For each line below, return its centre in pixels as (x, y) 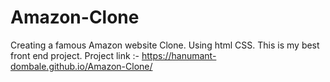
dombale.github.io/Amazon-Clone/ (81, 66)
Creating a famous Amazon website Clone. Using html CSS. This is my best (165, 45)
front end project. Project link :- (75, 55)
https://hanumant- (179, 55)
